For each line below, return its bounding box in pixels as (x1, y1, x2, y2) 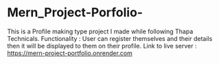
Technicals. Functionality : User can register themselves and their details (7, 34, 213, 42)
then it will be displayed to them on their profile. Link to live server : (7, 42, 197, 50)
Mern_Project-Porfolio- (7, 5, 143, 20)
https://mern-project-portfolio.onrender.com (7, 49, 132, 57)
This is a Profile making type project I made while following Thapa (7, 27, 194, 35)
